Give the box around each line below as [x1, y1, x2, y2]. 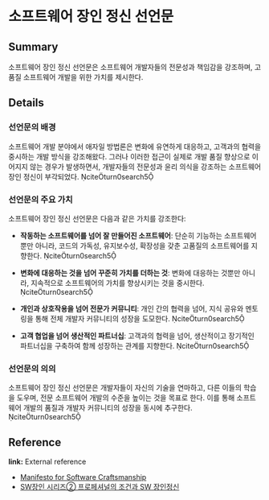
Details [8, 96, 44, 110]
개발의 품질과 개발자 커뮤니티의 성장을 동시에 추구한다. [22, 403, 193, 413]
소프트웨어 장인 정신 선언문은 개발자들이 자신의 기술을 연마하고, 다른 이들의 [8, 383, 243, 393]
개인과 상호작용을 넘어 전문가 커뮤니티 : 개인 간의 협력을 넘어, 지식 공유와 [19, 304, 244, 313]
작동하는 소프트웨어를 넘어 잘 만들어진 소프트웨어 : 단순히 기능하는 [19, 230, 222, 240]
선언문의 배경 [8, 122, 56, 133]
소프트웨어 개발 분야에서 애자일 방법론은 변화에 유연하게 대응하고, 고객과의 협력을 [8, 142, 262, 151]
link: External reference [8, 457, 87, 467]
